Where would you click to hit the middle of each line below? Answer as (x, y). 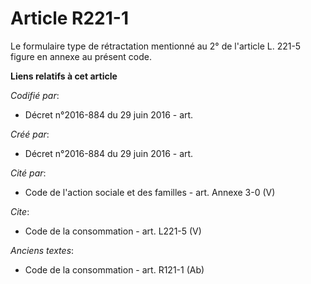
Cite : (20, 211)
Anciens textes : (42, 250)
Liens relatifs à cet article (64, 76)
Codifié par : (35, 95)
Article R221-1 (69, 18)
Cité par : (28, 173)
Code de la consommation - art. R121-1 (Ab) (114, 269)
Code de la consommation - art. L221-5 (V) (113, 231)
